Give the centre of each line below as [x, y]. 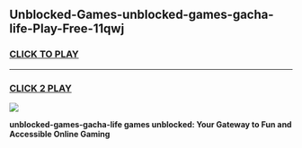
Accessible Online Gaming [60, 134]
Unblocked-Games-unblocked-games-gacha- [142, 15]
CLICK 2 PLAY [40, 88]
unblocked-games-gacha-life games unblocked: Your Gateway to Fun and [151, 124]
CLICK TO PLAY [44, 55]
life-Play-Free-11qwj [67, 29]
